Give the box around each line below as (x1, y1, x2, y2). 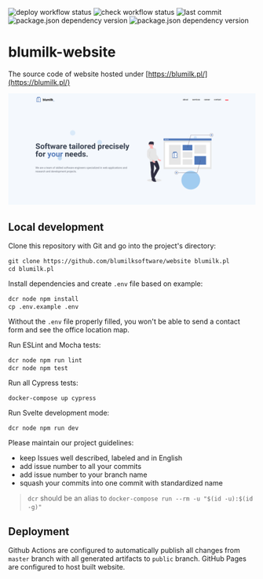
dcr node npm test (8, 365, 68, 372)
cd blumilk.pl (8, 266, 55, 273)
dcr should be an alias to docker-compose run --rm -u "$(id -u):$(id (27, 493, 254, 503)
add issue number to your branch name (19, 470, 148, 479)
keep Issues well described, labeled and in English (19, 453, 183, 463)
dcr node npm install (8, 295, 79, 303)
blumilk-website (8, 43, 116, 61)
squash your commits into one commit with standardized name (19, 478, 224, 488)
